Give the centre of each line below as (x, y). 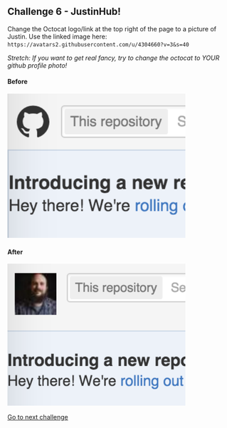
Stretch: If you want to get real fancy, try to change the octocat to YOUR (114, 58)
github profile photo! (37, 65)
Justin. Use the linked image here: (57, 36)
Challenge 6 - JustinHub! (64, 12)
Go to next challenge (38, 417)
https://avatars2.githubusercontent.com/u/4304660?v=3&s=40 (99, 45)
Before (18, 82)
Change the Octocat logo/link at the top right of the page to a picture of (112, 28)
